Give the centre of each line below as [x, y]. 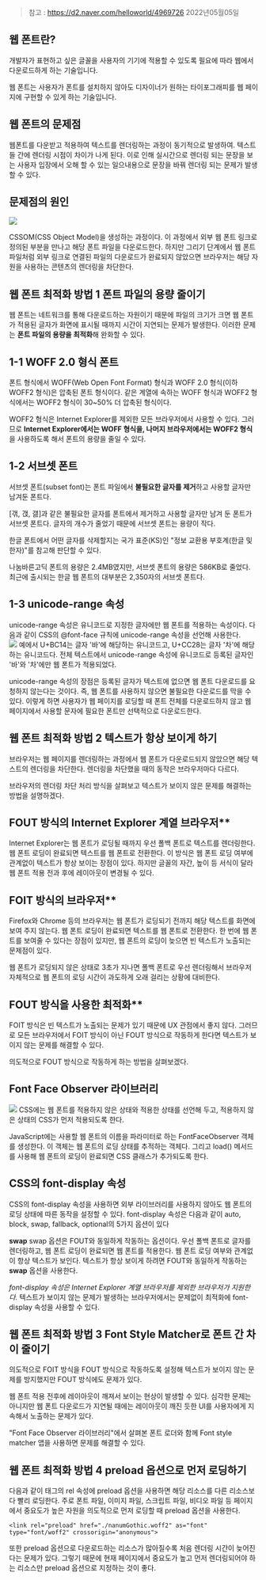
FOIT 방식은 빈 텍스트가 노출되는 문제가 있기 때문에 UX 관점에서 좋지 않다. [123, 1025]
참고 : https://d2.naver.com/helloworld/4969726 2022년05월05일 [134, 12]
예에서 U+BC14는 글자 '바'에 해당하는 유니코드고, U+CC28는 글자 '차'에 [129, 644]
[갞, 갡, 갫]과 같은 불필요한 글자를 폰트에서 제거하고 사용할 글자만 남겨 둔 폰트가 [131, 513]
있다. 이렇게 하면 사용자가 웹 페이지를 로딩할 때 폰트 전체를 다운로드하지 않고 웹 [130, 701]
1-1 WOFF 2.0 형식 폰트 [64, 362]
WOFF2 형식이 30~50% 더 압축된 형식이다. [104, 402]
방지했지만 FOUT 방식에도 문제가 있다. [83, 1380]
